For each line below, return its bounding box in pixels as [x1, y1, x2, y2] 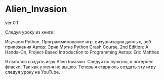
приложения [5, 44, 32, 50]
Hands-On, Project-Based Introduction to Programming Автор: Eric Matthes [5, 49, 160, 55]
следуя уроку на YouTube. [5, 69, 60, 75]
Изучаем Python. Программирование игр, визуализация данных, [5, 38, 142, 45]
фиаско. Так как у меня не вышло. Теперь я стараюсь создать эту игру [5, 64, 156, 70]
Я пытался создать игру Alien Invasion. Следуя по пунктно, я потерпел [5, 58, 154, 64]
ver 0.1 [5, 20, 18, 26]
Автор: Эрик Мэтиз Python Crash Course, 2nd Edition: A [32, 44, 149, 50]
